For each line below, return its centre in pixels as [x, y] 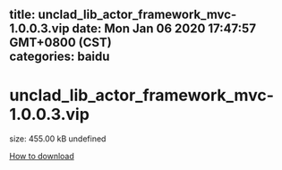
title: [22, 15]
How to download [42, 157]
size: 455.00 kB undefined [58, 139]
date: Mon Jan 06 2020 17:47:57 [164, 29]
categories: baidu [60, 57]
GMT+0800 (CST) [60, 42]
